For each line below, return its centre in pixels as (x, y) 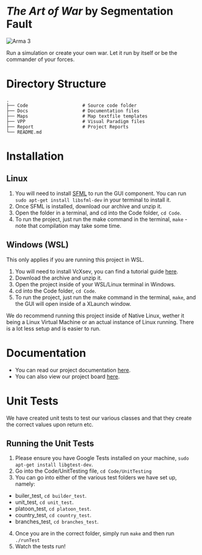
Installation (35, 156)
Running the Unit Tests (50, 443)
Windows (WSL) (38, 245)
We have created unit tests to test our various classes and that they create (99, 418)
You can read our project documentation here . (73, 370)
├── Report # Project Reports (68, 127)
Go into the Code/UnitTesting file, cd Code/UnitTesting (83, 471)
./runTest (28, 540)
